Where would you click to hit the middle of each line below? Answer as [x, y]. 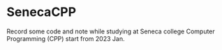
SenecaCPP [42, 12]
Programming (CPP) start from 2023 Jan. [66, 38]
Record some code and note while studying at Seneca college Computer [111, 31]
